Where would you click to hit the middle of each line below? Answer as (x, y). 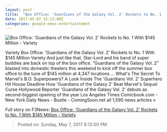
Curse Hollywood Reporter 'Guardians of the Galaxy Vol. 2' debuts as (76, 89)
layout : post (19, 10)
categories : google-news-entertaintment (48, 24)
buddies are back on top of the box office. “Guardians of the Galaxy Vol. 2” (82, 63)
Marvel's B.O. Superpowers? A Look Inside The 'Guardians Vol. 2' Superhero (84, 79)
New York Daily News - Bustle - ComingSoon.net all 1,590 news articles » (81, 100)
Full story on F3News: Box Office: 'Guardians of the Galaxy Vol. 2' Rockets (82, 110)
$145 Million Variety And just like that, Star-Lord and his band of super (77, 58)
